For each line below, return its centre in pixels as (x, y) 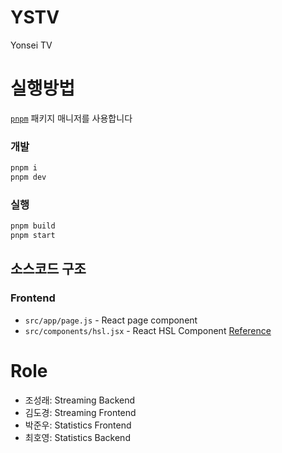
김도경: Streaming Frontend (80, 412)
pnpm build (33, 226)
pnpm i (24, 168)
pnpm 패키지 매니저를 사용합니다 (71, 118)
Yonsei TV (31, 45)
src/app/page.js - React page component (111, 320)
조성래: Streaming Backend (80, 400)
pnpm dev (28, 177)
